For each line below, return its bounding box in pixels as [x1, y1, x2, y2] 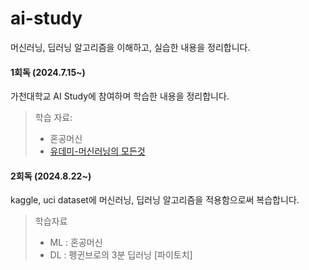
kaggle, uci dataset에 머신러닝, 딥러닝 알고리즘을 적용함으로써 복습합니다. [10, 194, 300, 206]
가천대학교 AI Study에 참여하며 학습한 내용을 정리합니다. [10, 90, 230, 102]
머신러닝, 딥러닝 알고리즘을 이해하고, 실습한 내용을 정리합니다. [10, 41, 251, 53]
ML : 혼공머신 [49, 237, 103, 249]
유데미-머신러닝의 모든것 [49, 145, 146, 157]
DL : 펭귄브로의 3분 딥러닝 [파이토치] [49, 249, 193, 261]
